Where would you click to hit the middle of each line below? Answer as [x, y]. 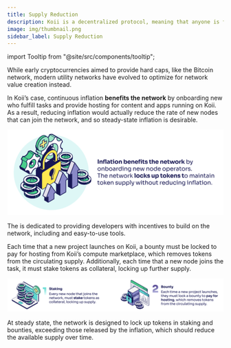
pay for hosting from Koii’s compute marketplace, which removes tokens [109, 254]
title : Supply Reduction [43, 14]
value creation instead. [40, 85]
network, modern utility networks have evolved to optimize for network [108, 77]
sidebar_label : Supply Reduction [55, 36]
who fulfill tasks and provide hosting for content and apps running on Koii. [112, 105]
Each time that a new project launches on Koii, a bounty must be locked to [112, 246]
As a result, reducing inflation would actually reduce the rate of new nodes [113, 113]
